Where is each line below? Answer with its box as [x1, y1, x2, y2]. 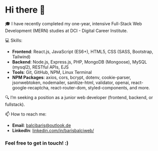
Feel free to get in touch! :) [5, 139, 69, 146]
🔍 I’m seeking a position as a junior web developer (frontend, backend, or [5, 94, 153, 100]
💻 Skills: [5, 37, 23, 43]
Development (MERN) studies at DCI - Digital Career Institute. [5, 28, 128, 34]
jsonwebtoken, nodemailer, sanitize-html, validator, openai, [12, 80, 130, 85]
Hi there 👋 [5, 4, 45, 16]
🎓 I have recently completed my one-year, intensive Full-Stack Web [5, 20, 142, 26]
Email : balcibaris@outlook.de [12, 122, 71, 128]
